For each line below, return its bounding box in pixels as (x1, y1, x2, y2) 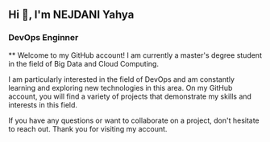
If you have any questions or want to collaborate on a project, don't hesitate (8, 116, 260, 125)
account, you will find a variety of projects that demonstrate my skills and (8, 91, 252, 101)
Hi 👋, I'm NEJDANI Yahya (8, 8, 135, 22)
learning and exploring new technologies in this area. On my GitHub (8, 83, 233, 92)
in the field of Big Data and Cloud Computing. (8, 59, 160, 68)
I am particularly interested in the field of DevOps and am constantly (8, 74, 235, 84)
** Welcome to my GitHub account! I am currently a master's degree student (8, 50, 262, 60)
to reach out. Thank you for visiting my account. (8, 124, 168, 133)
